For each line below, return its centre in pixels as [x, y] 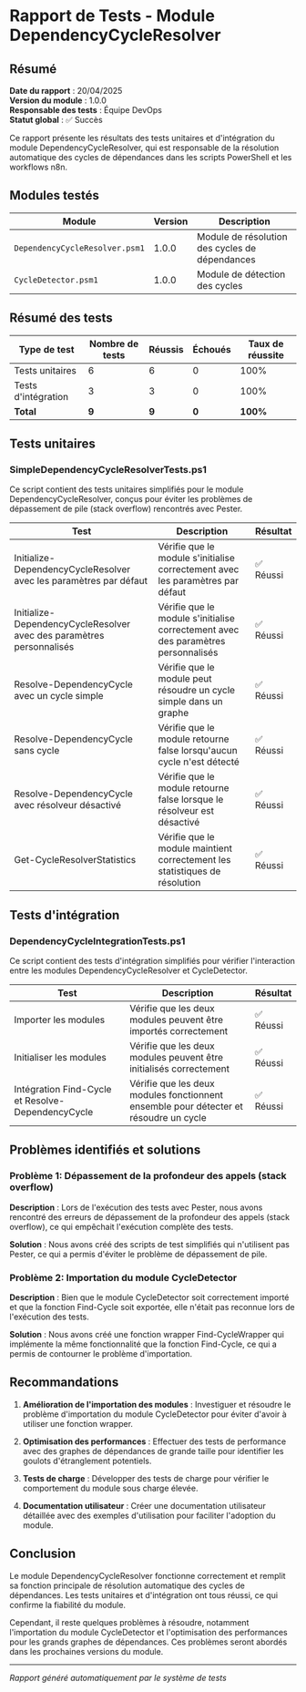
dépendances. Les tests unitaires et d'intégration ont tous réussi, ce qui [144, 1595]
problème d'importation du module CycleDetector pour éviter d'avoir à [154, 1414]
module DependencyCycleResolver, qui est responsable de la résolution [144, 148]
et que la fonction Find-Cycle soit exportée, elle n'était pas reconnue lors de [152, 1307]
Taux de [266, 344]
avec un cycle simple [59, 696]
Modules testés [55, 195]
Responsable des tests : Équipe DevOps [86, 110]
